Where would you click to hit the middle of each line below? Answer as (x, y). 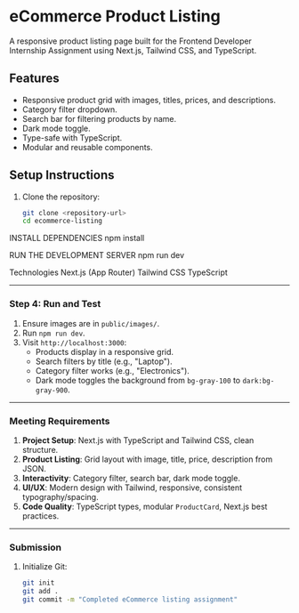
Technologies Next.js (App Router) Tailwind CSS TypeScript (119, 272)
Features (34, 79)
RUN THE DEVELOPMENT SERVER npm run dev (97, 255)
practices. (40, 516)
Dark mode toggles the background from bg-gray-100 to (138, 380)
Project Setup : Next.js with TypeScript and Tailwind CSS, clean (138, 440)
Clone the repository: (61, 197)
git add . (40, 592)
